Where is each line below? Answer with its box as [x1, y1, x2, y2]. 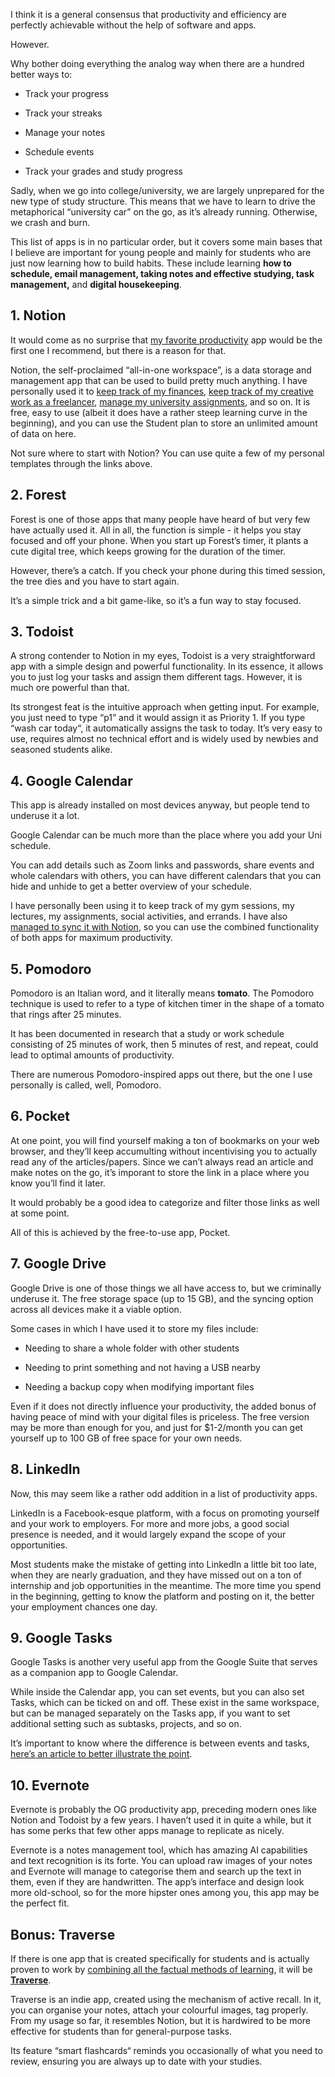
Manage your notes [24, 127, 106, 138]
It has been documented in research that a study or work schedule [10, 1028, 285, 1040]
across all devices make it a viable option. [10, 1303, 182, 1315]
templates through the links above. [10, 457, 153, 469]
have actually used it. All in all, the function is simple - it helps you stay [10, 524, 302, 536]
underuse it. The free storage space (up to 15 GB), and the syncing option [10, 1292, 314, 1304]
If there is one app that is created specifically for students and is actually [10, 1952, 310, 1964]
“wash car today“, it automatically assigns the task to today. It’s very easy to [10, 722, 323, 734]
